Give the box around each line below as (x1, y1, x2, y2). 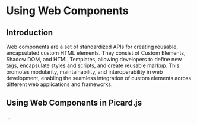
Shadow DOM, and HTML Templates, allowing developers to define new (6, 56, 182, 63)
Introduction (6, 28, 53, 38)
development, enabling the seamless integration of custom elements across (6, 75, 192, 81)
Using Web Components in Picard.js (6, 98, 142, 108)
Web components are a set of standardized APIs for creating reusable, (6, 43, 178, 50)
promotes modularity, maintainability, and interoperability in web (6, 68, 163, 75)
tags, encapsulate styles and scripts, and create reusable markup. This (6, 62, 180, 69)
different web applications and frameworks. (6, 81, 113, 88)
